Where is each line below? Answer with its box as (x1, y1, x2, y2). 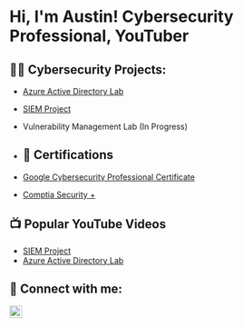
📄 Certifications (22, 147, 114, 163)
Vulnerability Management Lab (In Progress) (22, 121, 189, 132)
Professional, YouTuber (9, 25, 190, 46)
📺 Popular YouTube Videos (9, 216, 166, 233)
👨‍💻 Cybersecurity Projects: (9, 62, 167, 77)
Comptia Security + (22, 189, 96, 200)
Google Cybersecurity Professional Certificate (22, 171, 195, 183)
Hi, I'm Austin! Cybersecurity (9, 6, 234, 27)
